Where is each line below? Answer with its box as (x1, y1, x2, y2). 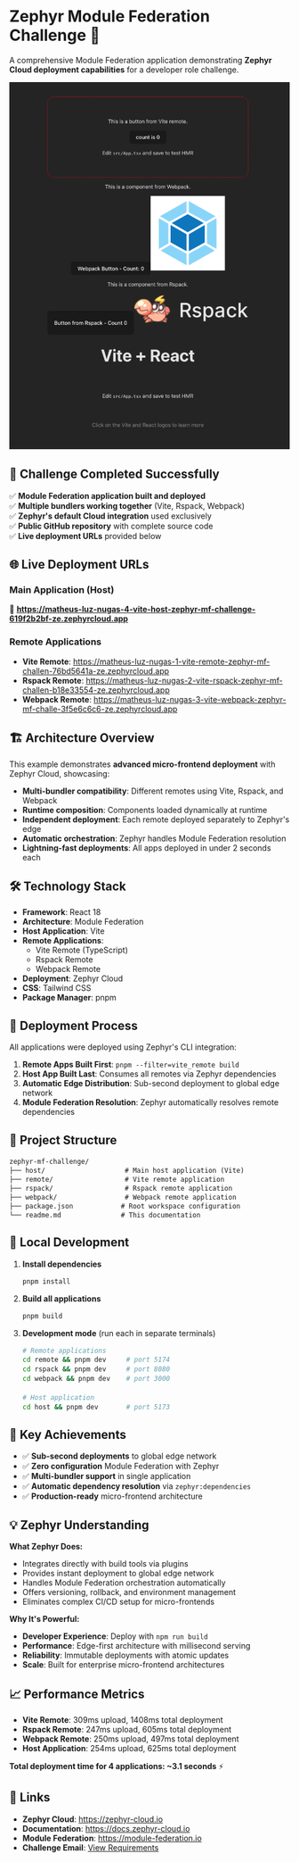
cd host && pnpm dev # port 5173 (21, 1402, 171, 1411)
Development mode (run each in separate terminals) (21, 1327, 216, 1338)
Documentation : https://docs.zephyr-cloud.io (21, 1823, 190, 1833)
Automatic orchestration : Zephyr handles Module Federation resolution (21, 833, 287, 844)
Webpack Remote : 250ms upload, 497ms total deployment (21, 1733, 239, 1744)
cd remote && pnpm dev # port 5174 (21, 1355, 171, 1365)
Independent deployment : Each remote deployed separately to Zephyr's (21, 814, 290, 825)
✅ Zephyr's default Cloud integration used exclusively (9, 511, 212, 521)
